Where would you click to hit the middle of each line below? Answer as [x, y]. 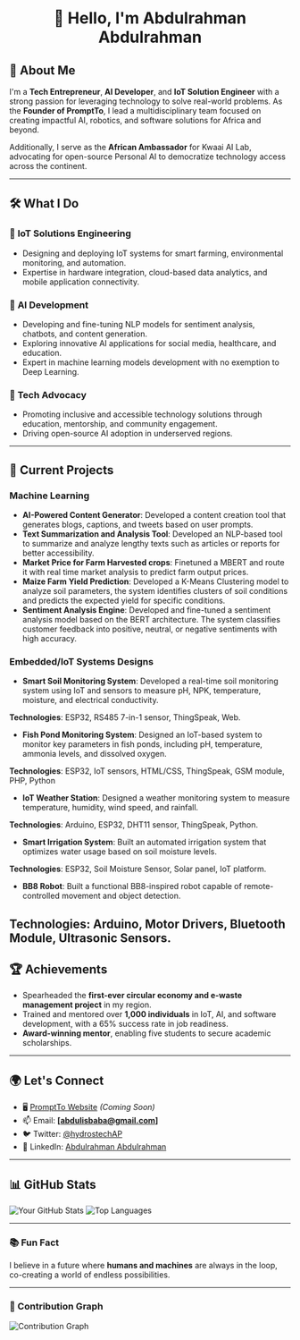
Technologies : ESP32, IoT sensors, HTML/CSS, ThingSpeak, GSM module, [147, 771]
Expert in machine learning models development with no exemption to [150, 362]
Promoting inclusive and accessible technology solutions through [142, 414]
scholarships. [47, 1043]
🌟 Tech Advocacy [48, 394]
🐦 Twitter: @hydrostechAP [72, 1134]
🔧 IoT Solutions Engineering [71, 233]
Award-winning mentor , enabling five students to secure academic [146, 1033]
